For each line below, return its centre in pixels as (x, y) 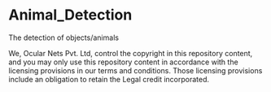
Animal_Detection (70, 15)
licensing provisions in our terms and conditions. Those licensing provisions (135, 70)
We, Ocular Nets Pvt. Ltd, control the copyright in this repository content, (131, 53)
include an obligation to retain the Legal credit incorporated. (109, 79)
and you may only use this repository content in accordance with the (123, 62)
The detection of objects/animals (64, 37)
